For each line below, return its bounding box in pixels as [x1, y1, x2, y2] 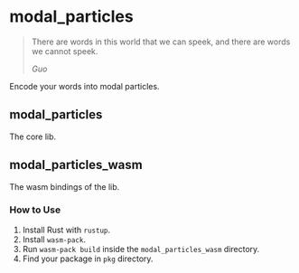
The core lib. [9, 131, 57, 142]
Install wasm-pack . [22, 233, 86, 245]
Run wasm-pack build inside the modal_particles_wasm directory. [22, 243, 260, 254]
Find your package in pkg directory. [22, 253, 154, 264]
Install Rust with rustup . [22, 224, 111, 235]
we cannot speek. [31, 45, 98, 56]
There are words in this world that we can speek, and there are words [31, 36, 291, 47]
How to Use [9, 203, 61, 216]
